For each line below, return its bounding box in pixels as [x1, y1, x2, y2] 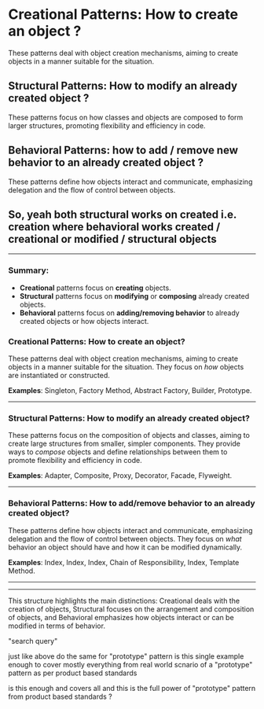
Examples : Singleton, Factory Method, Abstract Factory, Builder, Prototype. [8, 385, 252, 395]
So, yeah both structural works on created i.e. [8, 208, 237, 221]
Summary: [8, 265, 49, 276]
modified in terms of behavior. [8, 621, 106, 630]
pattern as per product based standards [8, 668, 137, 678]
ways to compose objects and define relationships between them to [8, 447, 228, 457]
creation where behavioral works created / [8, 220, 221, 233]
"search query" [8, 636, 58, 645]
